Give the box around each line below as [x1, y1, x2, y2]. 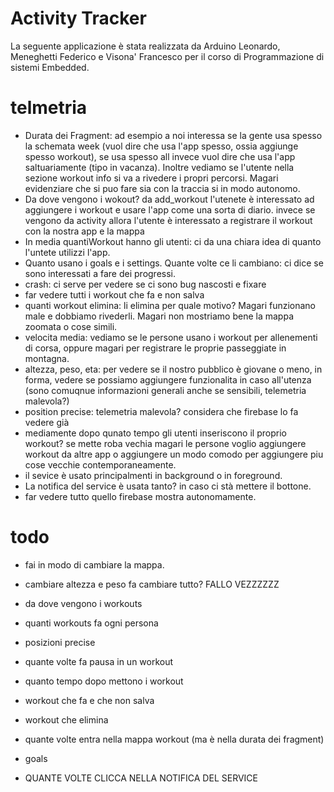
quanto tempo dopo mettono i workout [24, 675, 184, 687]
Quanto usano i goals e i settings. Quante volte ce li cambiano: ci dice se [24, 257, 324, 269]
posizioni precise [24, 636, 96, 648]
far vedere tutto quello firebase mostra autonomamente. [24, 490, 257, 502]
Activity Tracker [10, 7, 147, 30]
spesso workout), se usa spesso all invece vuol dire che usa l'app [24, 150, 296, 162]
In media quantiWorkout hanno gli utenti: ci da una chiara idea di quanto [24, 235, 322, 247]
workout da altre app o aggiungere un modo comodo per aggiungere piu [24, 448, 324, 460]
